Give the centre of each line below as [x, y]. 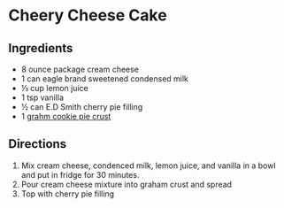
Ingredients [41, 48]
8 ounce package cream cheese [80, 69]
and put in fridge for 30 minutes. [80, 174]
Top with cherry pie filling [68, 193]
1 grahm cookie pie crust [66, 116]
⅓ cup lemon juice [55, 88]
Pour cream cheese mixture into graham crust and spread [126, 184]
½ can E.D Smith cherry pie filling [82, 107]
